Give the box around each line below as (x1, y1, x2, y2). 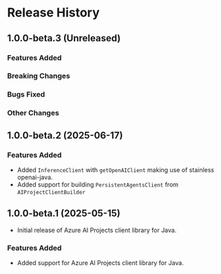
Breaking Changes (7, 71, 71, 81)
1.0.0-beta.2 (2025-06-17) (7, 129, 123, 141)
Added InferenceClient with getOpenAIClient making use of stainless (17, 165, 215, 173)
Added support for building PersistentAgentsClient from (17, 180, 179, 189)
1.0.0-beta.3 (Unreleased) (7, 32, 121, 44)
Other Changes (7, 108, 60, 118)
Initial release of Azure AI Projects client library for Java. (17, 226, 177, 234)
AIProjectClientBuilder (17, 189, 86, 196)
